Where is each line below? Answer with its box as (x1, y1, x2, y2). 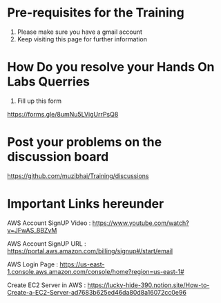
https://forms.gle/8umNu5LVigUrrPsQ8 (7, 110, 119, 118)
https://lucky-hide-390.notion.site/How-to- (87, 281, 210, 289)
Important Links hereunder (7, 196, 164, 211)
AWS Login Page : (7, 260, 59, 268)
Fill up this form (17, 97, 62, 105)
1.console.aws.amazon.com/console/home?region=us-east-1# (7, 267, 184, 275)
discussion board (7, 149, 109, 165)
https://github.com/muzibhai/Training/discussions (7, 171, 149, 180)
